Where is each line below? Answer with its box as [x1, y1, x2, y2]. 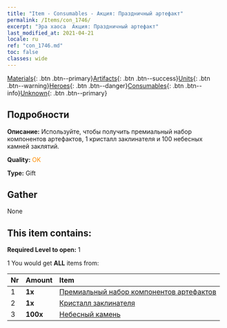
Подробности [7, 109, 70, 121]
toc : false [7, 49, 39, 56]
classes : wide [7, 55, 48, 62]
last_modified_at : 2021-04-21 [7, 29, 95, 37]
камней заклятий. [7, 142, 60, 150]
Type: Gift [7, 169, 36, 177]
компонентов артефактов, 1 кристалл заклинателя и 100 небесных [7, 134, 203, 143]
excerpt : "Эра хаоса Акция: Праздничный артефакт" [7, 23, 159, 30]
